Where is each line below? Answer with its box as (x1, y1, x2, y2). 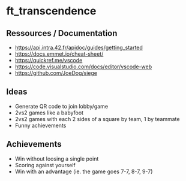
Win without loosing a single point (14, 155, 99, 162)
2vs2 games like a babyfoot (14, 109, 84, 116)
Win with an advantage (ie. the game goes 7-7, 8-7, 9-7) (14, 168, 153, 175)
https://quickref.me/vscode (14, 57, 83, 64)
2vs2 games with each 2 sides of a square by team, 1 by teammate (14, 115, 180, 122)
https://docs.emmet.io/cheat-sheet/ (14, 50, 104, 58)
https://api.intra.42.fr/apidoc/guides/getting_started (14, 44, 143, 51)
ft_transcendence (6, 4, 97, 18)
